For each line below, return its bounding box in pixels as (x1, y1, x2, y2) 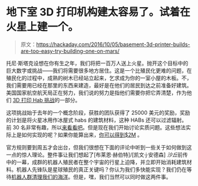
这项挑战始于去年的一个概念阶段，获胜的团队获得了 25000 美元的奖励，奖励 (6, 109, 190, 116)
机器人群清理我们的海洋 (11, 173, 68, 180)
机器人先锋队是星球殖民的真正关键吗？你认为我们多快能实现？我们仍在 (16, 166, 187, 173)
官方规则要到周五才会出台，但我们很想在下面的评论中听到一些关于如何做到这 (6, 143, 192, 151)
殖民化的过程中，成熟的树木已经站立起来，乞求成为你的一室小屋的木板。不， (6, 74, 192, 81)
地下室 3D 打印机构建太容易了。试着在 (6, 5, 190, 19)
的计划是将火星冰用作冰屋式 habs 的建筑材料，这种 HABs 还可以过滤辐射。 (6, 116, 187, 123)
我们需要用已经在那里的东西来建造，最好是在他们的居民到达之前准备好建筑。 (6, 81, 192, 89)
